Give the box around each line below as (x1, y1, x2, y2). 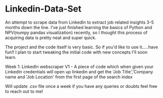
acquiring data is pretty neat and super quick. (5, 35, 96, 41)
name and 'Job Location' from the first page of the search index (5, 74, 133, 80)
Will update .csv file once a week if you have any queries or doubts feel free (5, 83, 158, 89)
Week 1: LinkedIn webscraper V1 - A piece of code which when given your (5, 64, 154, 70)
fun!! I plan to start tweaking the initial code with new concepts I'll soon (5, 49, 147, 55)
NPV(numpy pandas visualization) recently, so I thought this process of (5, 29, 147, 35)
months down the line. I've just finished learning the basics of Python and (5, 24, 152, 30)
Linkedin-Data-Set (5, 3, 82, 14)
